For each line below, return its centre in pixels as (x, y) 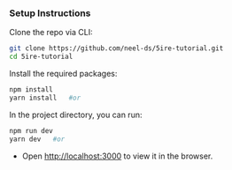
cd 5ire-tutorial (41, 57)
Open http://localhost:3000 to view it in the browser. (117, 156)
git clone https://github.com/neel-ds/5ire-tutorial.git (116, 48)
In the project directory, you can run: (76, 115)
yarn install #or (45, 98)
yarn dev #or (37, 139)
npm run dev (31, 130)
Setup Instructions (50, 13)
